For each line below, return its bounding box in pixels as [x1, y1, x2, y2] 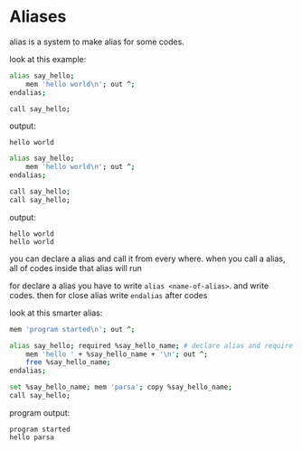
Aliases [9, 6, 67, 27]
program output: [9, 407, 71, 418]
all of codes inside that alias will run [9, 262, 143, 273]
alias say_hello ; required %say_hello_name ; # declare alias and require [9, 341, 294, 350]
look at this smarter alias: [9, 307, 103, 318]
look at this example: [9, 53, 87, 64]
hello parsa [9, 432, 54, 442]
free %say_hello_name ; [25, 358, 111, 367]
